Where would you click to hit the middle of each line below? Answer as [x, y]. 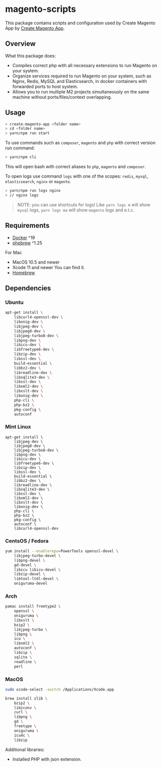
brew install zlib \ [27, 698]
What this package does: [30, 56]
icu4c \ [22, 735]
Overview [21, 44]
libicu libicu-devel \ [37, 569]
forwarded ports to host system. [45, 86]
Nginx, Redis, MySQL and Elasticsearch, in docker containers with [80, 81]
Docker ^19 [24, 237]
